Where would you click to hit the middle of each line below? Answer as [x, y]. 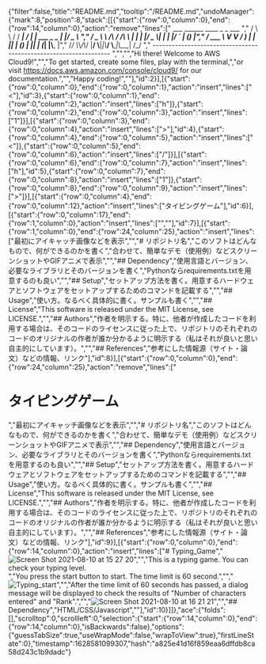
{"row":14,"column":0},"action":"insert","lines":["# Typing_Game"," [116, 551]
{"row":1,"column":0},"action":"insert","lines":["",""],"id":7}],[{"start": [119, 223]
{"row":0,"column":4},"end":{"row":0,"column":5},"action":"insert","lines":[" [131, 137]
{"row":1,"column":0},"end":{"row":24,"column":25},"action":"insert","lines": [131, 231]
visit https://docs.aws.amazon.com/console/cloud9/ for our [105, 70]
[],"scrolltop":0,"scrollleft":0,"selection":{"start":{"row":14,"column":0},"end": [133, 618]
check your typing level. [47, 567]
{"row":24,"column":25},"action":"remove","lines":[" [92, 367]
